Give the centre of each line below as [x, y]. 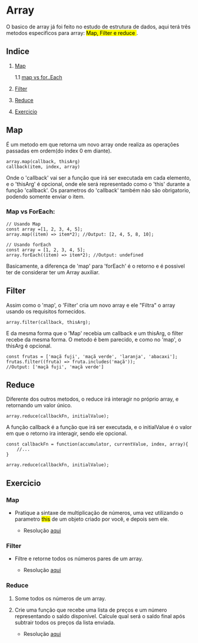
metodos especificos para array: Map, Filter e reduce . [72, 33]
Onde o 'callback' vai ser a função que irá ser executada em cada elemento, [99, 177]
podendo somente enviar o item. [46, 196]
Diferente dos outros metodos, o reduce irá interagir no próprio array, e [92, 399]
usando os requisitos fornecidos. [46, 311]
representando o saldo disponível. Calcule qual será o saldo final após [100, 616]
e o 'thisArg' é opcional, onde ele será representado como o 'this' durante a [98, 184]
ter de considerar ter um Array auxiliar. [53, 272]
